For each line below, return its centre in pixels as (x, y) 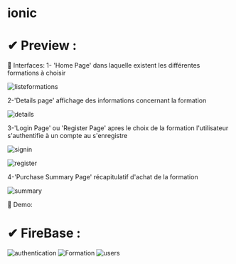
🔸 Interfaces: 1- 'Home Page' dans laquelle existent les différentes (104, 65)
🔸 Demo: (20, 205)
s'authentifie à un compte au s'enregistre (68, 136)
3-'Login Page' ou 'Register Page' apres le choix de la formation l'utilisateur (118, 128)
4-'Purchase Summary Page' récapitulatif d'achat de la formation (103, 177)
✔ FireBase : (44, 233)
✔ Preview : (42, 46)
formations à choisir (37, 73)
